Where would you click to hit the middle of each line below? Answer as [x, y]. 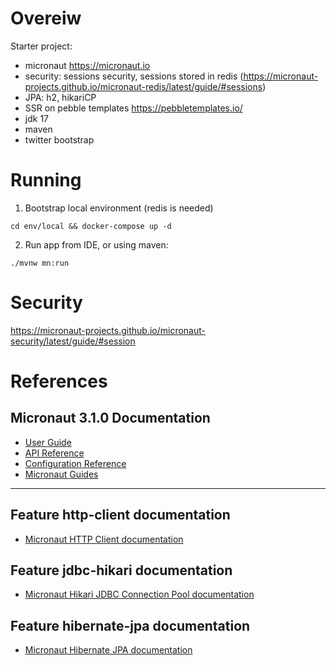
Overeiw [46, 18]
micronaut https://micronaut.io [87, 65]
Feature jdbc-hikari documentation [121, 570]
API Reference [54, 453]
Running [46, 180]
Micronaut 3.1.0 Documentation [110, 418]
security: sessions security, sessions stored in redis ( [134, 76]
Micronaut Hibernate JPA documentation [108, 650]
